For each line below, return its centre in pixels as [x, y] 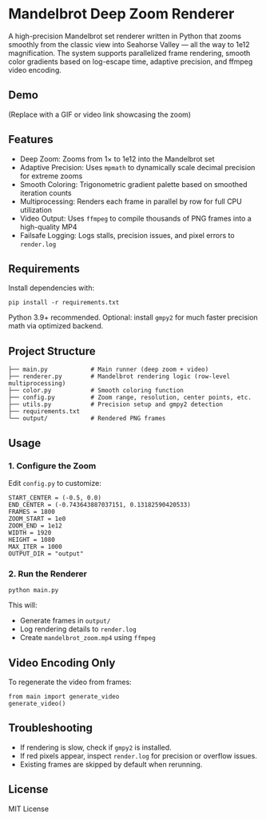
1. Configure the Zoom [52, 466]
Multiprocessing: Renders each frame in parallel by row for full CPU [131, 201]
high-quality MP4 [48, 227]
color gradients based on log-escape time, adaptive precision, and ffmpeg [131, 62]
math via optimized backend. [56, 326]
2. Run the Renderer [48, 574]
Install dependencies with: [52, 288]
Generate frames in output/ [65, 621]
